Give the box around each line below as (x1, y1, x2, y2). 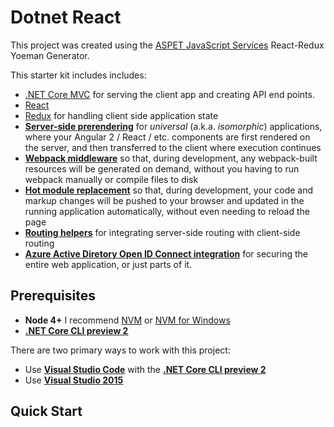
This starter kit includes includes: (10, 69, 147, 81)
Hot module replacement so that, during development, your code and (24, 184, 314, 196)
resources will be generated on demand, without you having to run (24, 162, 300, 175)
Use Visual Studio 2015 (24, 374, 124, 386)
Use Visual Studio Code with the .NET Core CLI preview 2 (24, 363, 267, 375)
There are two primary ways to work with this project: (10, 344, 231, 356)
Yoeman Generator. (10, 49, 90, 61)
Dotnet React (10, 6, 122, 29)
